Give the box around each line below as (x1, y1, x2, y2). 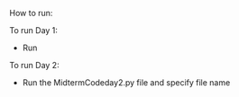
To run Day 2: (9, 60, 60, 70)
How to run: (9, 8, 53, 18)
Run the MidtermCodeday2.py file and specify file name (22, 77, 231, 88)
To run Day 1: (9, 25, 59, 35)
